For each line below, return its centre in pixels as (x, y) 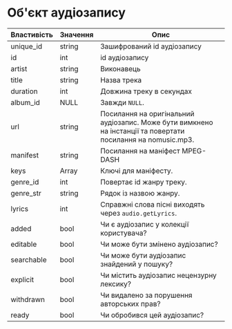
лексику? (116, 283)
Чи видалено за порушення (146, 295)
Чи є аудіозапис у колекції (144, 224)
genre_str (26, 193)
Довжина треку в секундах (146, 91)
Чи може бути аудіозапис (143, 255)
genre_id (25, 182)
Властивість (32, 35)
